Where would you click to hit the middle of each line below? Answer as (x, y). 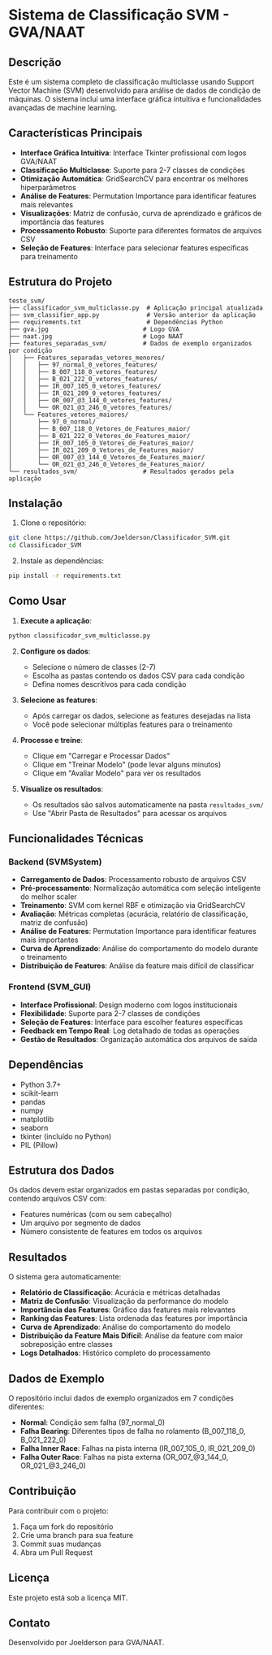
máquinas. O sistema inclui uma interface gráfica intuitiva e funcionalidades (135, 99)
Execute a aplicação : (56, 620)
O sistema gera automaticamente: (65, 1277)
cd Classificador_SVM (45, 545)
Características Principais (76, 133)
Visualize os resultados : (62, 788)
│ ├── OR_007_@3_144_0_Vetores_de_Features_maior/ (107, 457)
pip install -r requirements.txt (65, 576)
